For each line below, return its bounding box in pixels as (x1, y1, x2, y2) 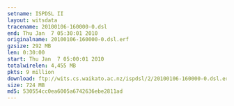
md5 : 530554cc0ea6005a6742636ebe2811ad (7, 88, 123, 95)
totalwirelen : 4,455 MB (7, 62, 77, 69)
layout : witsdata (7, 17, 58, 24)
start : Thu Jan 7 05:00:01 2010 (7, 56, 104, 63)
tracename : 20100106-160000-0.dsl (7, 23, 108, 30)
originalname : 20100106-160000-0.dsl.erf (7, 36, 130, 43)
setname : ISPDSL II (7, 10, 64, 17)
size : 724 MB (7, 82, 45, 89)
